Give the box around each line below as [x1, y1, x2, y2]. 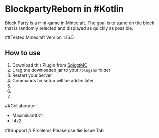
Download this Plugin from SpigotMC [12, 62, 88, 68]
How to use [5, 49, 40, 57]
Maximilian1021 [12, 112, 43, 118]
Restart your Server [12, 72, 52, 78]
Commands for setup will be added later [12, 77, 94, 83]
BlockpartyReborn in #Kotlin [5, 3, 124, 15]
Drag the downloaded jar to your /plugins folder [12, 67, 111, 73]
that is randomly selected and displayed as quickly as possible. [5, 25, 133, 31]
